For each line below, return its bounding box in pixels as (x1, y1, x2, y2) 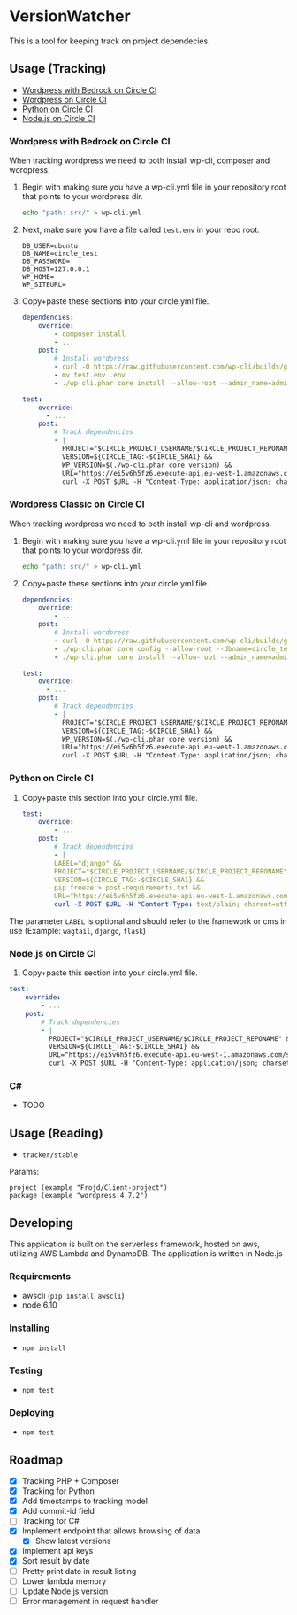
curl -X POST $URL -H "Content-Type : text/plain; (54, 900, 240, 909)
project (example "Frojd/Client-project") (9, 1184, 168, 1192)
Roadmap (9, 1452, 64, 1467)
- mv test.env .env (54, 370, 126, 380)
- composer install (54, 330, 126, 338)
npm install (21, 1344, 66, 1353)
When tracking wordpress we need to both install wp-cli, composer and (9, 155, 270, 166)
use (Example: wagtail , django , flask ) (9, 926, 147, 936)
